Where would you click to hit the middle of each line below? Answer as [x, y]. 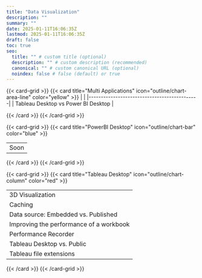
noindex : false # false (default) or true [66, 74]
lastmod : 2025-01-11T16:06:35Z [46, 34]
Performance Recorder [42, 234]
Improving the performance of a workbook [70, 224]
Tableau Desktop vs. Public [48, 244]
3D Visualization [32, 195]
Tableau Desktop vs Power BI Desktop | [64, 104]
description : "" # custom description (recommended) [80, 62]
